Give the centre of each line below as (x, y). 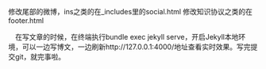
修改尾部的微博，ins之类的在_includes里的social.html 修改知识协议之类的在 (130, 11)
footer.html (26, 21)
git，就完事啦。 (40, 57)
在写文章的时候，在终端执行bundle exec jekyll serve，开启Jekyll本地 (127, 37)
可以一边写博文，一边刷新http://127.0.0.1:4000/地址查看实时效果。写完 (136, 47)
